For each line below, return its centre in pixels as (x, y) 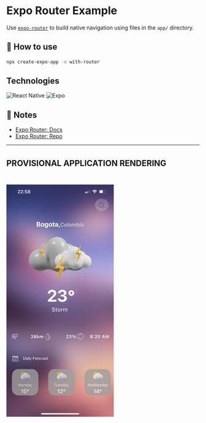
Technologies (33, 81)
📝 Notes (22, 115)
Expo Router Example (62, 11)
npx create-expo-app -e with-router (53, 62)
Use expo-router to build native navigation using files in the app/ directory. (100, 28)
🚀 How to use (32, 47)
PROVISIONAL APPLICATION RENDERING (86, 163)
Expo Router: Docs (39, 130)
